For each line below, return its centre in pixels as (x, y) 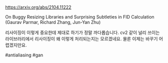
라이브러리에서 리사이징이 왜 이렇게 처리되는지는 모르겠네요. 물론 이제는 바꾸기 (81, 39)
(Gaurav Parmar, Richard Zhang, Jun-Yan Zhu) (53, 22)
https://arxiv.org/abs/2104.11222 (38, 7)
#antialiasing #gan (24, 55)
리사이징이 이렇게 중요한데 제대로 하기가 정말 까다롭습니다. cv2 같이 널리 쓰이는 (82, 32)
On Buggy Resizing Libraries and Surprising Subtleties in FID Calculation (80, 17)
